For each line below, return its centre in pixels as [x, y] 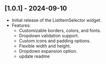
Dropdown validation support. [49, 35]
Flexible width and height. [45, 46]
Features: [21, 25]
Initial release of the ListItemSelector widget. [56, 20]
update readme [34, 56]
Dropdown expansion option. [48, 51]
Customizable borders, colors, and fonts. [60, 30]
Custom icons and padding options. [55, 41]
